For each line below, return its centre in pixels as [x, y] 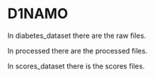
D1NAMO [38, 14]
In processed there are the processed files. [77, 50]
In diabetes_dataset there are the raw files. [77, 35]
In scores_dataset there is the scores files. [76, 66]
